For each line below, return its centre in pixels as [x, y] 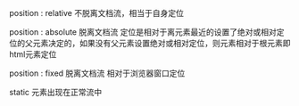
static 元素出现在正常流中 [56, 92]
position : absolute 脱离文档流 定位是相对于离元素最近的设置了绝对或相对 [143, 32]
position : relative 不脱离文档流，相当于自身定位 [97, 13]
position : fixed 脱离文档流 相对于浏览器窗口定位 [97, 73]
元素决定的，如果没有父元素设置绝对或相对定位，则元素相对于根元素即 [162, 43]
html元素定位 [33, 54]
